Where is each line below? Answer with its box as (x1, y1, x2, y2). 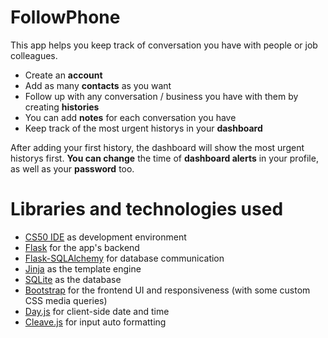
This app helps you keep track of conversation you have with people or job (10, 39, 318, 51)
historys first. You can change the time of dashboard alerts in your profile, (10, 152, 319, 164)
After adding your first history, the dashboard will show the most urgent (10, 141, 305, 153)
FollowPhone (10, 6, 121, 29)
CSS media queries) (24, 294, 108, 306)
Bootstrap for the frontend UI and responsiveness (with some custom (24, 284, 311, 296)
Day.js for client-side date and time (24, 305, 170, 317)
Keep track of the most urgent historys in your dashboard (24, 122, 263, 134)
